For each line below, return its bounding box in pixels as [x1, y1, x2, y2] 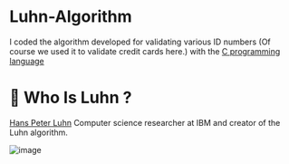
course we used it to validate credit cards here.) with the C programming [9, 45, 281, 56]
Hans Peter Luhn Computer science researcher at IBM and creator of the [9, 117, 281, 128]
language [9, 55, 44, 66]
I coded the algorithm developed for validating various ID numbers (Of [9, 36, 272, 47]
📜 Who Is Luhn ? [9, 88, 132, 108]
